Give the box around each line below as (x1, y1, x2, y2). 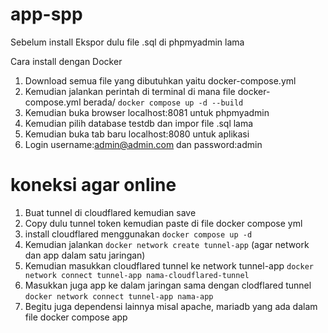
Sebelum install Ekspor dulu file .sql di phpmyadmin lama (10, 36, 245, 48)
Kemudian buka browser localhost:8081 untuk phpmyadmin (24, 106, 270, 118)
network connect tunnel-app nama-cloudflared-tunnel (24, 270, 250, 280)
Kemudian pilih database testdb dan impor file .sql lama (24, 117, 254, 129)
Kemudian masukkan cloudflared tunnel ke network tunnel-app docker (24, 259, 314, 272)
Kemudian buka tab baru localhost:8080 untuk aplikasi (24, 128, 250, 140)
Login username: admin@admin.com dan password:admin (24, 138, 263, 150)
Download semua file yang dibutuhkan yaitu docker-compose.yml (24, 74, 297, 87)
